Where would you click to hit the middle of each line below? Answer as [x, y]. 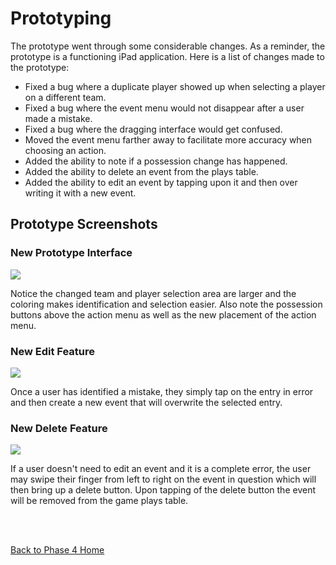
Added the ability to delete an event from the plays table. [141, 171]
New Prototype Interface [71, 253]
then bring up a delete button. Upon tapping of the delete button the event [163, 490]
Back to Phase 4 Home [57, 550]
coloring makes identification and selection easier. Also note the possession [166, 304]
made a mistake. [58, 118]
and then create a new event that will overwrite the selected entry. [146, 402]
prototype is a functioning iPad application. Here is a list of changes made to [167, 56]
